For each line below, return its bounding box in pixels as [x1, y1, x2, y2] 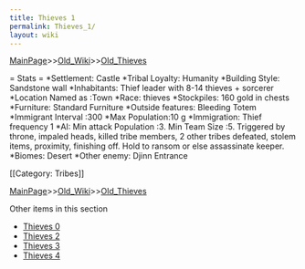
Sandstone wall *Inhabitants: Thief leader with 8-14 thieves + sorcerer [9, 83, 274, 94]
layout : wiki [9, 30, 59, 39]
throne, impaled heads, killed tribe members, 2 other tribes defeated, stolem [9, 131, 297, 142]
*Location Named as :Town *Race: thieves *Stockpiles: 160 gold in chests [9, 92, 290, 103]
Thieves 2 [22, 231, 61, 242]
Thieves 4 [22, 250, 61, 261]
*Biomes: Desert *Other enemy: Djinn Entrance [9, 150, 189, 161]
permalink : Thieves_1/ [9, 22, 96, 31]
